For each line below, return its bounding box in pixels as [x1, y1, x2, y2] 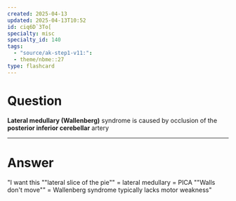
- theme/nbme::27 [13, 56, 65, 63]
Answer [7, 155, 54, 171]
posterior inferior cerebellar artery [7, 124, 110, 132]
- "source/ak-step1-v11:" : [13, 50, 93, 57]
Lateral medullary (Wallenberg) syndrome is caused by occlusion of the [7, 116, 218, 124]
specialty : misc [7, 30, 55, 37]
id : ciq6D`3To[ [7, 23, 52, 30]
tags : [7, 43, 23, 50]
